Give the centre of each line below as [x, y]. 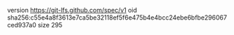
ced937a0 [22, 25]
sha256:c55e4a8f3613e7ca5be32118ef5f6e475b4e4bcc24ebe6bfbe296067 [117, 17]
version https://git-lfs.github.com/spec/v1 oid [72, 10]
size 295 [50, 25]
